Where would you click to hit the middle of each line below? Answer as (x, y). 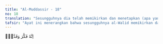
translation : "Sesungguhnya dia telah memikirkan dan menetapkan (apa (78, 18)
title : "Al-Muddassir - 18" (33, 9)
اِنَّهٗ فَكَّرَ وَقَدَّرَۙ (19, 36)
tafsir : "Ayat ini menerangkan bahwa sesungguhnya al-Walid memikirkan (79, 23)
